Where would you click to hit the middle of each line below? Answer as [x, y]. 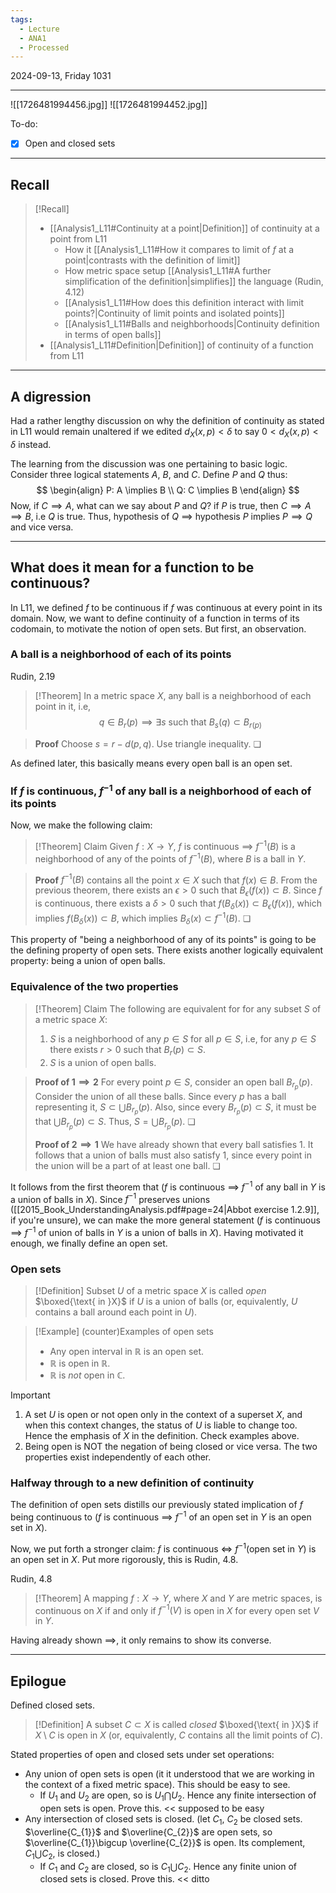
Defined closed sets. [53, 1705]
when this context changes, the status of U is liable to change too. [161, 1425]
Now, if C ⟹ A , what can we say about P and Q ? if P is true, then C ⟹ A [161, 505]
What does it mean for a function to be [132, 567]
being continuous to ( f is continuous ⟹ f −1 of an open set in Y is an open [161, 1516]
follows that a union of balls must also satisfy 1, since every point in [173, 1155]
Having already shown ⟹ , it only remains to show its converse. [141, 1640]
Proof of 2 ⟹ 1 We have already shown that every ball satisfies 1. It [174, 1144]
